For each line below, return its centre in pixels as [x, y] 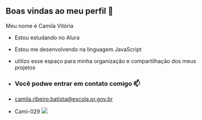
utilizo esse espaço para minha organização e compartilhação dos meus [105, 61]
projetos [25, 67]
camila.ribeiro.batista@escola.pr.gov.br [64, 99]
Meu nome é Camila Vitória [40, 25]
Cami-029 [27, 112]
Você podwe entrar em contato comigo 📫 [77, 84]
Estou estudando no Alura [47, 38]
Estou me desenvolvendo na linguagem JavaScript [78, 49]
